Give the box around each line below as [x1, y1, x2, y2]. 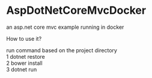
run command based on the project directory [6, 46, 117, 54]
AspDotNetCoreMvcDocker [6, 4, 146, 17]
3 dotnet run [6, 65, 37, 73]
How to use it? [6, 35, 42, 42]
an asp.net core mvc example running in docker [6, 23, 124, 31]
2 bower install [6, 59, 43, 67]
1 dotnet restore [6, 53, 45, 60]
